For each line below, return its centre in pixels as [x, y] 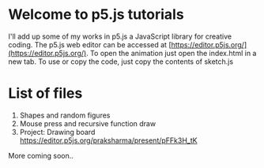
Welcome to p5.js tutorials [96, 15]
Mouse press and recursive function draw [88, 123]
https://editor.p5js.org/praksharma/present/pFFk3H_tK [108, 140]
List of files [45, 93]
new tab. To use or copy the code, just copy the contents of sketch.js [121, 62]
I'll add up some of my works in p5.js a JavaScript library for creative [120, 36]
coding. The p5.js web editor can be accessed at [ [90, 44]
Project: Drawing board [57, 132]
